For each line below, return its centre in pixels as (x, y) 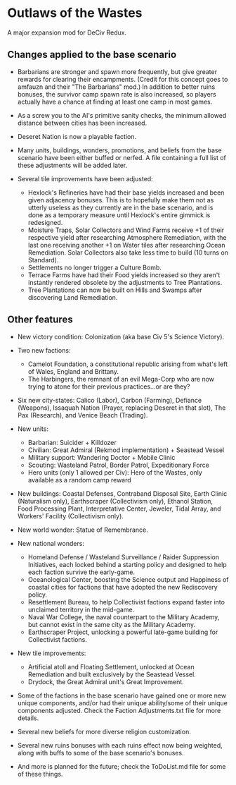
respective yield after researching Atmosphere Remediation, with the (127, 237)
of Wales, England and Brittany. (73, 371)
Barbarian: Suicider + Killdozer (72, 442)
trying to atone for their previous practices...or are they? (109, 387)
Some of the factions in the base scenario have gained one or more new (122, 695)
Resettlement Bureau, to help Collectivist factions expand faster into (126, 602)
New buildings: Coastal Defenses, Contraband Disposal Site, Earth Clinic (122, 493)
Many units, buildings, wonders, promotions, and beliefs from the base (120, 150)
